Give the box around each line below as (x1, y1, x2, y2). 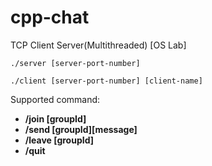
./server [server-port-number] (10, 58, 141, 68)
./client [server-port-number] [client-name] (10, 76, 203, 86)
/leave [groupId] (24, 134, 95, 146)
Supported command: (10, 93, 101, 105)
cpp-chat (10, 6, 90, 29)
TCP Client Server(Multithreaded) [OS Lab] (10, 39, 187, 51)
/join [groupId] (24, 112, 87, 125)
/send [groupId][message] (24, 123, 138, 135)
